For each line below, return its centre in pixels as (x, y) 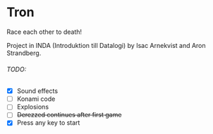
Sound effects (37, 91)
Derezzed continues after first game (69, 115)
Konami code (36, 99)
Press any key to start (48, 123)
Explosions (33, 107)
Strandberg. (24, 53)
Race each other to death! (44, 32)
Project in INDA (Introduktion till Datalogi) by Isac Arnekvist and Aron (106, 45)
